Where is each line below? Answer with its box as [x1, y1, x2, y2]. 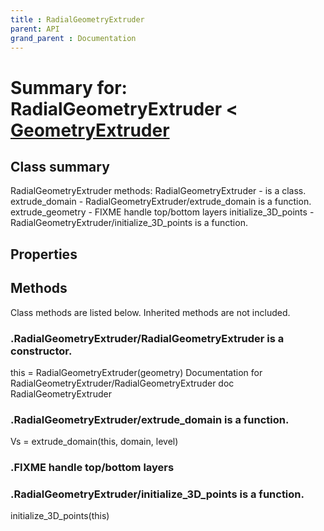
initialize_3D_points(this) [10, 510, 110, 522]
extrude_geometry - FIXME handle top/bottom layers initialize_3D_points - [10, 206, 315, 218]
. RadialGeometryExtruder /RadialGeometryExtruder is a [10, 331, 285, 345]
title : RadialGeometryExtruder [10, 14, 145, 25]
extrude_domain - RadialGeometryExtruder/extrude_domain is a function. [10, 196, 312, 208]
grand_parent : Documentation [10, 33, 137, 43]
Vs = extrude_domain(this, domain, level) [10, 436, 179, 448]
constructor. [10, 344, 73, 358]
